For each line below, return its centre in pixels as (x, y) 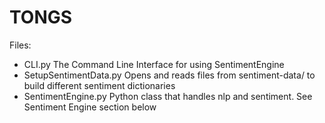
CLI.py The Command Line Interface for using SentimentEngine (154, 64)
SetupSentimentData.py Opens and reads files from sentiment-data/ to (169, 75)
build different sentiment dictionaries (99, 85)
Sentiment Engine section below (90, 107)
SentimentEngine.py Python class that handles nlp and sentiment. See (168, 96)
